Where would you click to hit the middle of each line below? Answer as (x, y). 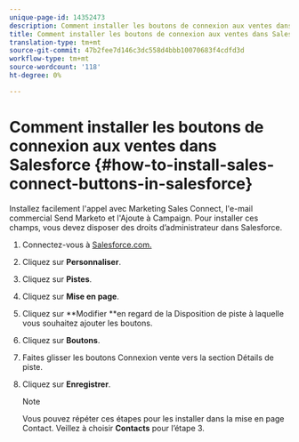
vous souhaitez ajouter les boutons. (87, 323)
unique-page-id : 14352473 (57, 17)
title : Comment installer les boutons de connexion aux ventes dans (139, 34)
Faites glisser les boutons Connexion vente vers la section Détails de (148, 358)
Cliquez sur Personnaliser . (72, 261)
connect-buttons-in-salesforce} (131, 184)
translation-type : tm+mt (55, 42)
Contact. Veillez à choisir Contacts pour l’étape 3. (113, 428)
